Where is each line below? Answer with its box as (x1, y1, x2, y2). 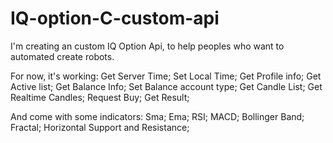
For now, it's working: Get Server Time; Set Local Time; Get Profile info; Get (10, 70, 322, 82)
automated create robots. (10, 50, 115, 62)
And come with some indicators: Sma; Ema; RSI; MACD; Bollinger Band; (10, 110, 305, 122)
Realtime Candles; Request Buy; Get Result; (10, 91, 190, 103)
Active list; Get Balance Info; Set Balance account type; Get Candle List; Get (10, 80, 323, 92)
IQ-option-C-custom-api (10, 7, 220, 30)
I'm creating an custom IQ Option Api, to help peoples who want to (10, 40, 285, 52)
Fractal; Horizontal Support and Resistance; (10, 121, 190, 133)
